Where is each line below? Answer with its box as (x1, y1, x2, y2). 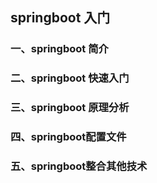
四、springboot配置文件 (10, 130, 127, 144)
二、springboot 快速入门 (10, 71, 130, 85)
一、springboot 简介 (10, 42, 109, 56)
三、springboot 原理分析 (10, 101, 130, 115)
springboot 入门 (10, 9, 111, 27)
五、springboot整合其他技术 (10, 159, 148, 173)
